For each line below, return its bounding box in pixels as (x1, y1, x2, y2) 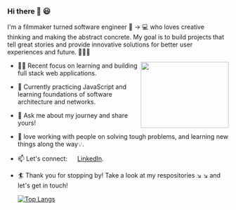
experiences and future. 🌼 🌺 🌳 (7, 48, 91, 56)
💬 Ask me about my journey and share (17, 111, 129, 120)
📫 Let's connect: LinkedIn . (17, 154, 104, 163)
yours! (17, 119, 37, 128)
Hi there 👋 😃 (7, 6, 51, 16)
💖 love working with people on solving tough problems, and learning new (17, 132, 229, 141)
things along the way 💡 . (17, 140, 84, 149)
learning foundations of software (17, 90, 112, 99)
